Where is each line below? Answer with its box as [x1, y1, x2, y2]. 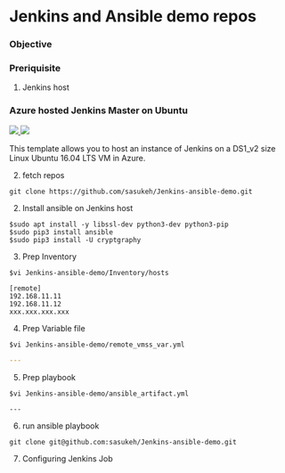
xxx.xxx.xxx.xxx [9, 307, 69, 316]
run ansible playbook [21, 420, 100, 431]
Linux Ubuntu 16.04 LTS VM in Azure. [9, 152, 146, 163]
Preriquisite [9, 62, 61, 75]
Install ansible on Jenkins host [21, 202, 134, 213]
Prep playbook [21, 371, 77, 382]
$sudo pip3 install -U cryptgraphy [9, 235, 142, 244]
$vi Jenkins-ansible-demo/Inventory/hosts [9, 268, 169, 277]
